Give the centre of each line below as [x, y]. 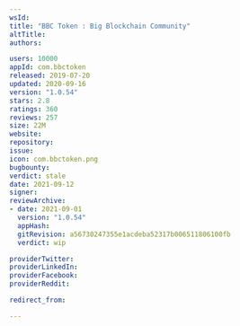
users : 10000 [34, 59]
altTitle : [28, 34]
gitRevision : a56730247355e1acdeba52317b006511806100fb [124, 234]
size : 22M [28, 126]
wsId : [19, 18]
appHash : [34, 225]
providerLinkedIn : [44, 267]
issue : [22, 151]
